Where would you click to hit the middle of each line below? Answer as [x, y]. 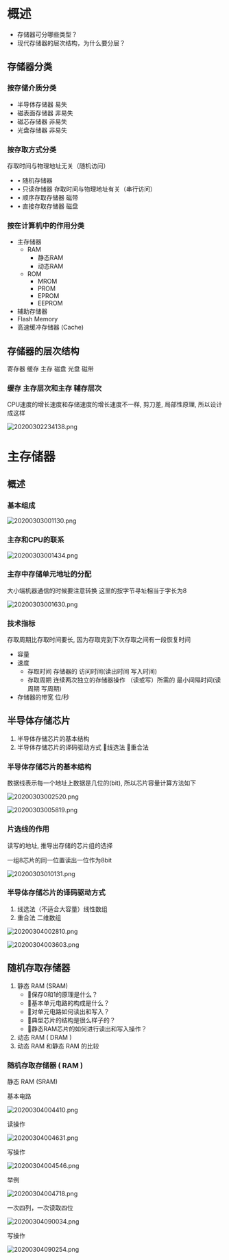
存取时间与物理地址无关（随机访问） [58, 165]
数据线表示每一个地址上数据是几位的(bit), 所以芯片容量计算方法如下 [102, 783]
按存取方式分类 [32, 150]
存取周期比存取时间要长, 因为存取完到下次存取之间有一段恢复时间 [99, 640]
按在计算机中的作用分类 [46, 225]
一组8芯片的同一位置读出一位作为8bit [59, 860]
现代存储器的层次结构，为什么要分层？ [71, 43]
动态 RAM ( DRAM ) [44, 1037]
